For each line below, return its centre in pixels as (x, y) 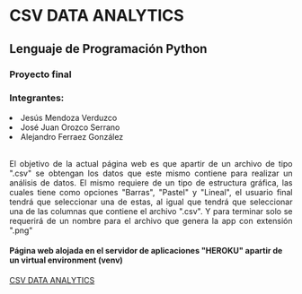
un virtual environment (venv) (66, 260)
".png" (21, 230)
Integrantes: (37, 98)
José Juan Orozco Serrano (71, 127)
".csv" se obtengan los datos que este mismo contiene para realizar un (151, 173)
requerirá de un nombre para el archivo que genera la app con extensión (151, 220)
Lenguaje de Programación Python (108, 49)
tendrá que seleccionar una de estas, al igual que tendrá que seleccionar (151, 202)
